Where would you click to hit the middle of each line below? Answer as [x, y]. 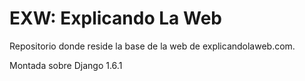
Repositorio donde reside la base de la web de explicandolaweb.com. [152, 46]
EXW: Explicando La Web [115, 18]
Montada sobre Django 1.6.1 [66, 65]
